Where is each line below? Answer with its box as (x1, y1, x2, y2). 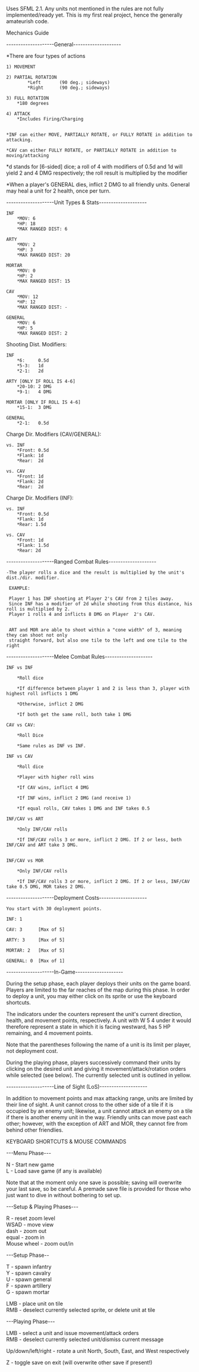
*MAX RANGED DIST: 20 (17, 252, 70, 258)
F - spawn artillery (6, 1282, 51, 1289)
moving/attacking (6, 153, 49, 159)
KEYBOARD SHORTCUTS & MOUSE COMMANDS (6, 1138, 127, 1145)
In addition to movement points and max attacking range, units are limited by (6, 1095, 194, 1102)
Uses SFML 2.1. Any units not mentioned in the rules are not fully (6, 5, 164, 12)
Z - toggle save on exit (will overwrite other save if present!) (6, 1359, 153, 1366)
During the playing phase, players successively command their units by (6, 1059, 181, 1066)
